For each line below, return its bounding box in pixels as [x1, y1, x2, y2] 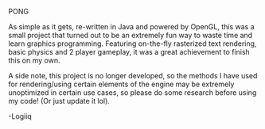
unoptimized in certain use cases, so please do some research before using [8, 88, 257, 97]
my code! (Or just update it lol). [8, 97, 110, 105]
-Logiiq [8, 112, 32, 121]
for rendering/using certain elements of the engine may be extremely [8, 79, 235, 89]
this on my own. [8, 55, 60, 65]
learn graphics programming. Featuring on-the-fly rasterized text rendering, [8, 39, 257, 48]
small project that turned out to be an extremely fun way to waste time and [8, 31, 253, 40]
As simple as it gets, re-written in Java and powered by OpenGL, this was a [8, 22, 255, 31]
